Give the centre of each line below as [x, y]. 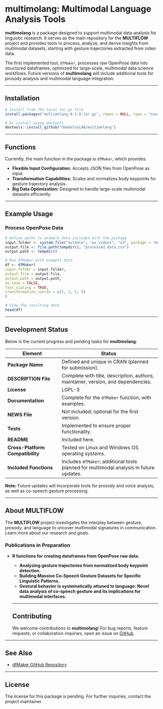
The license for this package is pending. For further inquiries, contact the [78, 696]
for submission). [80, 368]
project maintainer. [24, 702]
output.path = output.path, [33, 279]
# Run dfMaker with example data [39, 261]
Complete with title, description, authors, [108, 375]
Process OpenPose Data [34, 228]
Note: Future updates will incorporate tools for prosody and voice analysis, [80, 485]
